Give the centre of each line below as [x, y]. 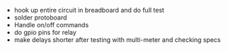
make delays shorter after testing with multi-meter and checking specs [117, 40]
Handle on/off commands [51, 25]
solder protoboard [40, 17]
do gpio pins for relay [45, 32]
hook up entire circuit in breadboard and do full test [89, 10]
